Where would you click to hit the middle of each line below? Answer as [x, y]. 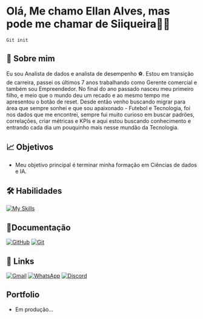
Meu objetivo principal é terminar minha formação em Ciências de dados [106, 165]
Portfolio [23, 295]
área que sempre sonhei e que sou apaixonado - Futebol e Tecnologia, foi [98, 108]
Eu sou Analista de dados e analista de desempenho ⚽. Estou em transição [100, 73]
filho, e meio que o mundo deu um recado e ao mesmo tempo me [88, 95]
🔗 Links [20, 261]
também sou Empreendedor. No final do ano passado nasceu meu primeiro [100, 88]
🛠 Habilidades [34, 191]
